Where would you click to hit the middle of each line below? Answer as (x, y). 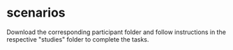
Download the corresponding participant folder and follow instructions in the (116, 32)
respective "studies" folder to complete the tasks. (78, 39)
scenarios (36, 13)
